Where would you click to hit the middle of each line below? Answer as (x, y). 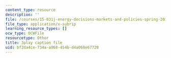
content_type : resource (31, 10)
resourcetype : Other (27, 38)
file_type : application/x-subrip (41, 24)
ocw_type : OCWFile (25, 33)
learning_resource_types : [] (36, 29)
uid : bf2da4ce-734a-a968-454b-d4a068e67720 (52, 47)
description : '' (22, 15)
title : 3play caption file (34, 43)
